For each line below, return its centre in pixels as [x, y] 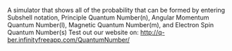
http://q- [152, 32]
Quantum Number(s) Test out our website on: [73, 32]
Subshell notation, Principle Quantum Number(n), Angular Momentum [108, 17]
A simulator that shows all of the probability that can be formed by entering [116, 10]
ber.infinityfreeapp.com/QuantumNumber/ [69, 40]
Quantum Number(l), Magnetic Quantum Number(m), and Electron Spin [111, 25]
